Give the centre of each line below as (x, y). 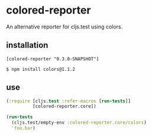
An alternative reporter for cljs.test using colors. (64, 27)
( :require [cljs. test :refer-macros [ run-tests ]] (69, 101)
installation (27, 45)
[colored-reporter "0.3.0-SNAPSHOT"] (53, 59)
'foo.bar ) (23, 128)
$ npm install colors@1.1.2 (41, 69)
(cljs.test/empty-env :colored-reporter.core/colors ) (79, 123)
